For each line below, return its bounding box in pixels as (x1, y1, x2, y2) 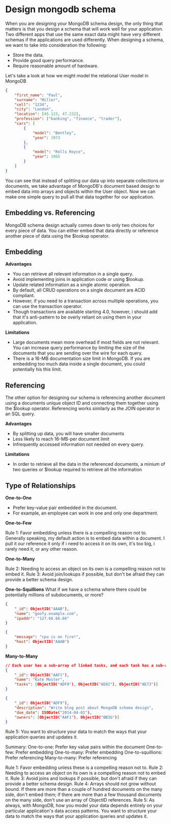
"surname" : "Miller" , (14, 97, 60, 102)
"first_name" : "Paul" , (14, 93, 63, 98)
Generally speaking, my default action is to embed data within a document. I (5, 535, 165, 541)
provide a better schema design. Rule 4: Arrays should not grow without (5, 781, 156, 787)
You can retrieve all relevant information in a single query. (12, 271, 134, 277)
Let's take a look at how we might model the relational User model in (5, 72, 149, 78)
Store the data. (12, 52, 44, 58)
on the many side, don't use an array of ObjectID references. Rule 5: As (5, 797, 155, 803)
